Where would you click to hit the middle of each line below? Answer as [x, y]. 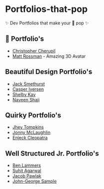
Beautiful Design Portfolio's [49, 72]
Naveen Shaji [26, 99]
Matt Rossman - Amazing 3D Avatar [49, 56]
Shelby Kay [24, 94]
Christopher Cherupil [34, 51]
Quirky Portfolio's [33, 115]
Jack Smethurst [29, 84]
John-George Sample [35, 181]
